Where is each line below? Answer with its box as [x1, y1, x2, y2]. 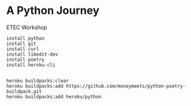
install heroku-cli [6, 62, 56, 68]
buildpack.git [6, 88, 42, 94]
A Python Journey [6, 4, 100, 18]
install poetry [6, 56, 45, 62]
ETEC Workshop [6, 24, 47, 31]
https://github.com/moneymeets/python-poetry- [65, 83, 186, 89]
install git [6, 41, 36, 47]
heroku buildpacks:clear [6, 78, 69, 84]
